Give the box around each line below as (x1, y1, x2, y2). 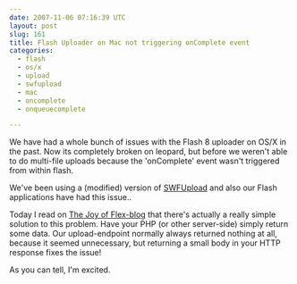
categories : (9, 46, 54, 55)
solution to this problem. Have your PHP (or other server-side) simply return (9, 219, 289, 230)
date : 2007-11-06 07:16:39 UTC (9, 13, 126, 22)
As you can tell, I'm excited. (9, 264, 111, 275)
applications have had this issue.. (9, 192, 132, 203)
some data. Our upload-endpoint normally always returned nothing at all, (9, 229, 277, 239)
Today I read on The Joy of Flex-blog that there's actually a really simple (9, 209, 276, 220)
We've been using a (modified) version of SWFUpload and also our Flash (9, 182, 277, 193)
